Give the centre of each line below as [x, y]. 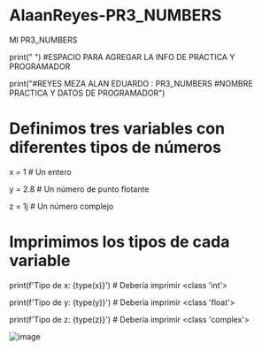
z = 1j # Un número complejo [62, 206]
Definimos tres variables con [117, 129]
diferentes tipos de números [115, 148]
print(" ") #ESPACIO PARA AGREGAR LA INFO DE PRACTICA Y [122, 57]
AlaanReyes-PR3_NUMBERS [116, 15]
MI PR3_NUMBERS [43, 40]
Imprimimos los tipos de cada [119, 242]
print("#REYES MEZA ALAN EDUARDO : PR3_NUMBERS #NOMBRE [131, 83]
